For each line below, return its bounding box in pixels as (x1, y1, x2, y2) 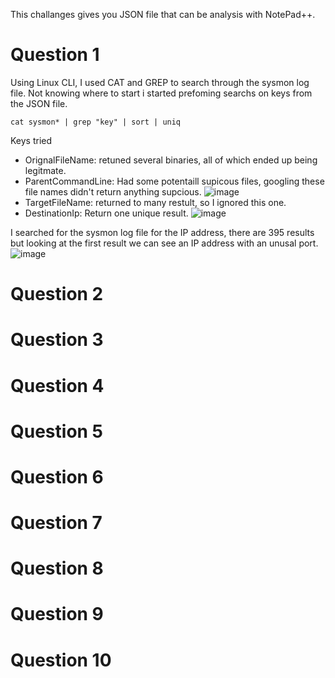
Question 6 (10, 465, 104, 488)
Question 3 (10, 329, 104, 351)
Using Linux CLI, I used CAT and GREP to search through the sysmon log (10, 76, 310, 88)
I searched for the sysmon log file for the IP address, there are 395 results (10, 226, 315, 238)
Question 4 (10, 374, 105, 397)
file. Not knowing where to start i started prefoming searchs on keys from (10, 87, 313, 99)
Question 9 (10, 603, 104, 626)
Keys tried (10, 134, 53, 146)
